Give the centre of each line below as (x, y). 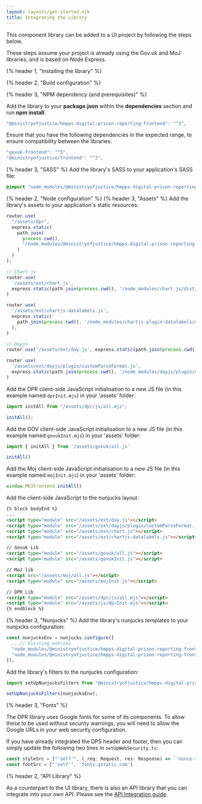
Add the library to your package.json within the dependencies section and (99, 106)
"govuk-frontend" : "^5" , (37, 152)
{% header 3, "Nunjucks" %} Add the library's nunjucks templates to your (97, 621)
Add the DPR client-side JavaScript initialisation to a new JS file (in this (94, 389)
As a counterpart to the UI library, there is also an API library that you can (97, 788)
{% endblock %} (25, 609)
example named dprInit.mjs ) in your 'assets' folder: (71, 395)
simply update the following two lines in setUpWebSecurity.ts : (82, 748)
